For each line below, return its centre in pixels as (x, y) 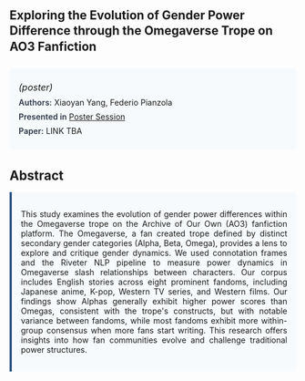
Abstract (36, 175)
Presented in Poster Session (72, 117)
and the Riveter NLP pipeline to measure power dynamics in (154, 263)
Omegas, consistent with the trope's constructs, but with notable (154, 311)
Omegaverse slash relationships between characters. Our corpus (154, 272)
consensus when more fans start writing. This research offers (167, 330)
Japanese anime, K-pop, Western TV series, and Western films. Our (154, 291)
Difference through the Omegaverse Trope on (141, 31)
